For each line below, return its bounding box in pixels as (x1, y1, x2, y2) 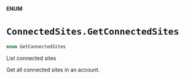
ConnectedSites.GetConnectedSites (6, 26, 180, 38)
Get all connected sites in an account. (6, 66, 100, 73)
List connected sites (6, 54, 57, 62)
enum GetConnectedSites (6, 43, 66, 50)
